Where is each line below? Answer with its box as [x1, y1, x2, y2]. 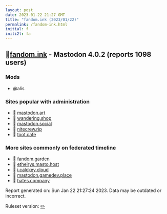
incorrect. [5, 193, 26, 199]
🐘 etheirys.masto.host [12, 161, 59, 167]
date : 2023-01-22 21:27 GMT [5, 12, 66, 17]
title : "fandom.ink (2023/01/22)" [5, 17, 79, 22]
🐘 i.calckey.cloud [12, 167, 49, 173]
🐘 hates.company [12, 178, 50, 184]
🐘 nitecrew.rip [12, 126, 42, 132]
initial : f [5, 27, 29, 32]
